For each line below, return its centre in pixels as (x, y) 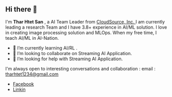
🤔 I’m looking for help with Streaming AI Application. (68, 59)
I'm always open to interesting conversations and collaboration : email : (80, 68)
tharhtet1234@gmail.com (32, 74)
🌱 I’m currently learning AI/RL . (45, 48)
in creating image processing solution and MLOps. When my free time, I (81, 32)
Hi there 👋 (21, 9)
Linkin (19, 89)
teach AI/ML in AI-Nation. (32, 38)
